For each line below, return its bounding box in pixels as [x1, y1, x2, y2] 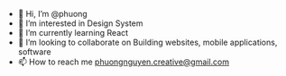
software [17, 46, 51, 57]
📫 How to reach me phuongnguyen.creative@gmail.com [17, 56, 230, 67]
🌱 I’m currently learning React [17, 28, 129, 38]
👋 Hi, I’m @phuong [17, 9, 88, 19]
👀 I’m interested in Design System [17, 18, 143, 29]
